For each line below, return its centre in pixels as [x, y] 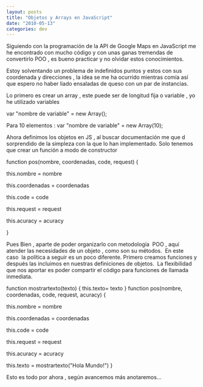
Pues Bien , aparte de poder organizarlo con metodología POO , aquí [93, 244]
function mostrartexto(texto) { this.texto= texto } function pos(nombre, [94, 289]
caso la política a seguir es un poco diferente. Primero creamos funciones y [102, 257]
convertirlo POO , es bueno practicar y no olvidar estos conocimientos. [95, 59]
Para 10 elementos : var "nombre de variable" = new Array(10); [84, 126]
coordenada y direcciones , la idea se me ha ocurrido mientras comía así [97, 77]
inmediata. [19, 276]
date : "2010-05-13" [31, 23]
